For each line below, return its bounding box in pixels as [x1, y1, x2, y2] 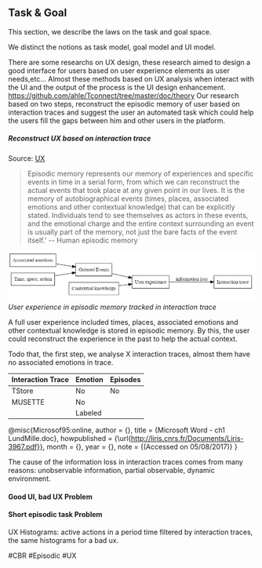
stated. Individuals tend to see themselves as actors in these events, [27, 210, 249, 220]
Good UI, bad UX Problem [8, 492, 93, 501]
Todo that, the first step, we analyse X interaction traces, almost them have [8, 349, 251, 359]
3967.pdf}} [8, 442, 43, 452]
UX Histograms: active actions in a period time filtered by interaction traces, [8, 527, 253, 537]
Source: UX [8, 153, 45, 163]
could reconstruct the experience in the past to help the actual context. [8, 333, 238, 344]
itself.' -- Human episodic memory [27, 235, 139, 245]
